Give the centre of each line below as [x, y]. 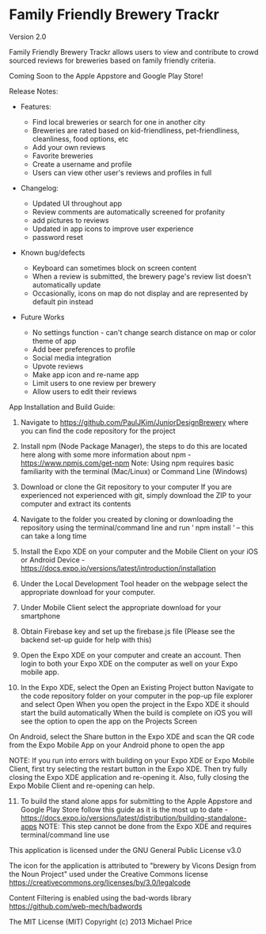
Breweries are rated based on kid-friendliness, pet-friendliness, [136, 130]
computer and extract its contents [76, 504]
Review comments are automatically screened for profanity [128, 211]
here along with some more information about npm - [106, 454]
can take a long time [53, 536]
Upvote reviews [58, 366]
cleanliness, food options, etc [80, 139]
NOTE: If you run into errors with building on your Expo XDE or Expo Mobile [132, 760]
